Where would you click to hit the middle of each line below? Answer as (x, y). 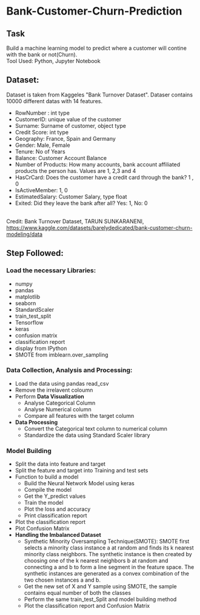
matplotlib (28, 297)
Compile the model (48, 490)
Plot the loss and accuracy (57, 509)
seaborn (25, 303)
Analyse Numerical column (58, 409)
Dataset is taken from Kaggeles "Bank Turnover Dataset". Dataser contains (99, 95)
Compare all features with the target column (79, 415)
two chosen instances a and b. (62, 580)
